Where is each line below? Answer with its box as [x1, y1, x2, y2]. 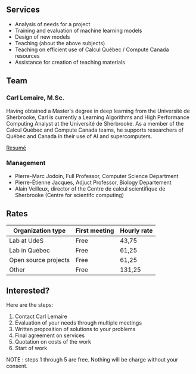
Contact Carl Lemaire [14, 313, 67, 320]
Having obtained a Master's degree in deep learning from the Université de [6, 107, 191, 114]
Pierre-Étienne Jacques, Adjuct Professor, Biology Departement [14, 179, 172, 186]
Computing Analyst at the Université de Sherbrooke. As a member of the [6, 120, 184, 127]
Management [6, 159, 46, 167]
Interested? [6, 286, 50, 295]
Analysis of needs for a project [14, 20, 91, 27]
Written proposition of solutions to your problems [14, 326, 136, 333]
